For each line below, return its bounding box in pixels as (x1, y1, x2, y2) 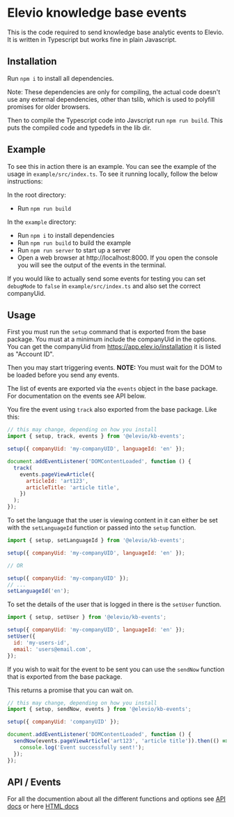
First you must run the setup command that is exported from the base (7, 328, 207, 336)
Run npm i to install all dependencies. (7, 74, 114, 82)
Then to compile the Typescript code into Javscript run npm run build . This (7, 116, 223, 124)
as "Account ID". (7, 350, 54, 359)
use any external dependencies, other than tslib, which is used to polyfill (7, 95, 215, 103)
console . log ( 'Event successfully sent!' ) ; (19, 744, 145, 751)
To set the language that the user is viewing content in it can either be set (7, 516, 218, 524)
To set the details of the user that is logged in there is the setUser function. (7, 600, 221, 608)
